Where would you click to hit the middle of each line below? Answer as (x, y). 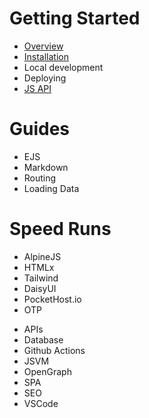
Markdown (46, 167)
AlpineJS (42, 256)
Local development (63, 67)
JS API (37, 88)
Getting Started (75, 18)
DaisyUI (40, 288)
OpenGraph (47, 371)
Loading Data (51, 188)
